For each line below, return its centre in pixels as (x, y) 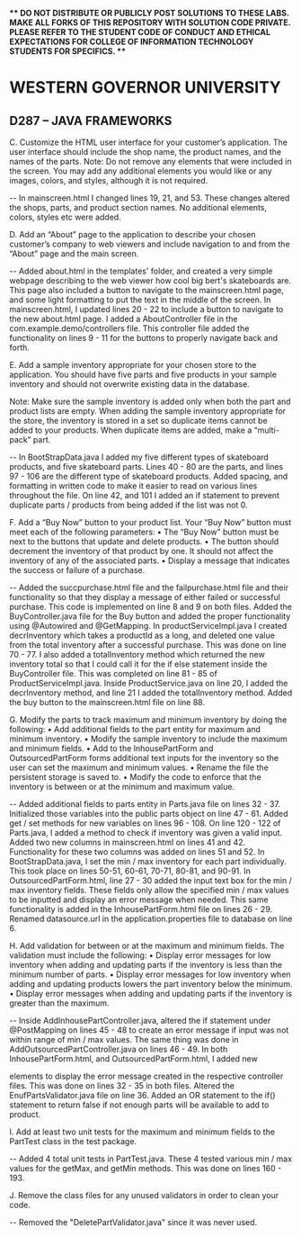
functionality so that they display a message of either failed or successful (145, 597)
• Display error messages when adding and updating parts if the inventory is (151, 994)
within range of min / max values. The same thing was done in (124, 1039)
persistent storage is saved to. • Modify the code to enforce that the (136, 777)
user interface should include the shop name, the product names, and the (145, 152)
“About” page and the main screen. (74, 254)
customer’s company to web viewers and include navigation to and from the (150, 244)
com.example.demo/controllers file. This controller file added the (129, 328)
